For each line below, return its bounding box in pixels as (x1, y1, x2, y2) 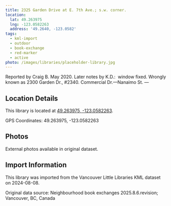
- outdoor (10, 41, 31, 46)
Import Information (5, 161, 67, 169)
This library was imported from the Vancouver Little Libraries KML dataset (5, 174, 161, 180)
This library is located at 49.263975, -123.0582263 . (5, 108, 113, 114)
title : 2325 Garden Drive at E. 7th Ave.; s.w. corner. (5, 7, 127, 13)
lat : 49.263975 (10, 17, 42, 22)
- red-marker (10, 50, 38, 55)
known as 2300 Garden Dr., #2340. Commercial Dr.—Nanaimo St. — (5, 79, 149, 85)
